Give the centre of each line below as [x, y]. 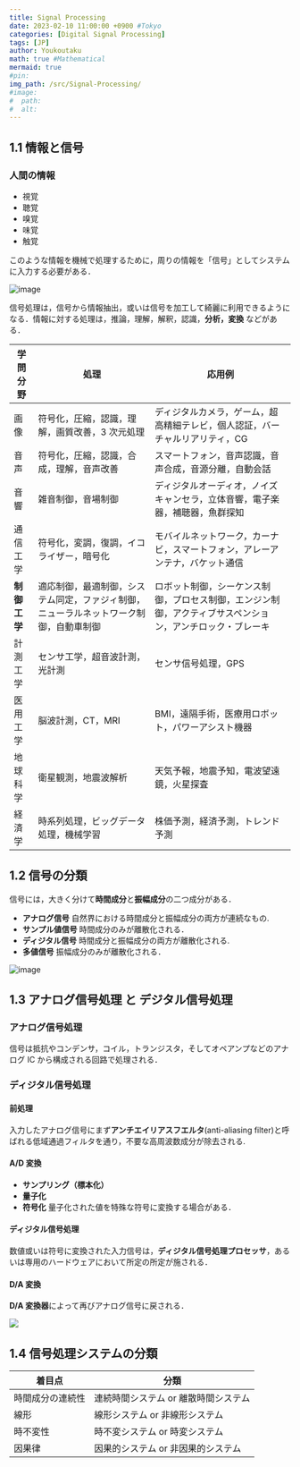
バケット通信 [217, 563]
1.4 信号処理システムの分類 [83, 1353]
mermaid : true [36, 68]
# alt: [24, 109]
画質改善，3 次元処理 [100, 432]
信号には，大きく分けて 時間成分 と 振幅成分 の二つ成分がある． [123, 899]
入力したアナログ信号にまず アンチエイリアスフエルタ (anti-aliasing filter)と [146, 1130]
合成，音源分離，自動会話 [217, 469]
